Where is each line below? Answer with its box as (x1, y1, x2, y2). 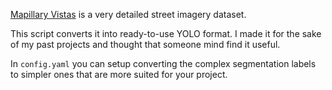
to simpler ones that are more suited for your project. (10, 69, 228, 80)
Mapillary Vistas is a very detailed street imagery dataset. (10, 9, 247, 20)
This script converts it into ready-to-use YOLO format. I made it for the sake (10, 28, 322, 39)
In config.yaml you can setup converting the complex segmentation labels (10, 58, 317, 69)
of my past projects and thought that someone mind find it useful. (10, 39, 281, 50)
